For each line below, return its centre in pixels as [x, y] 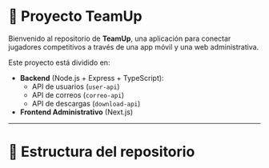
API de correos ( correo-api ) [78, 94]
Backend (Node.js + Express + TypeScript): [92, 78]
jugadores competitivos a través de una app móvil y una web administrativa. [134, 46]
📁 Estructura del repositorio [102, 152]
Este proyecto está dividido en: [59, 62]
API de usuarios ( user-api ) [76, 86]
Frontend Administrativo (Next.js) [76, 112]
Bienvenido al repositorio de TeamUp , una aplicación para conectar [120, 38]
